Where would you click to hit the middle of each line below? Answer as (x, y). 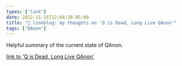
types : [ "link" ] (26, 12)
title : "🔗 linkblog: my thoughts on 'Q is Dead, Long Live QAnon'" (92, 23)
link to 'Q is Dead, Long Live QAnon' (50, 56)
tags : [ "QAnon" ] (26, 28)
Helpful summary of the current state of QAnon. (65, 45)
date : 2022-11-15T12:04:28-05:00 (48, 17)
